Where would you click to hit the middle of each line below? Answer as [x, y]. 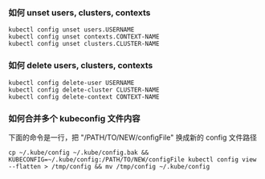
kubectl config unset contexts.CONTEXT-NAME [84, 37]
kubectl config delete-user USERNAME [71, 83]
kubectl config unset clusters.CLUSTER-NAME [84, 44]
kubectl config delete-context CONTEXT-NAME [84, 97]
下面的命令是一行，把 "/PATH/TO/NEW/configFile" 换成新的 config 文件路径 [132, 137]
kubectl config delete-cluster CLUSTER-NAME [84, 90]
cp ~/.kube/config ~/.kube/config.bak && [79, 153]
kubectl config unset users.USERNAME [71, 30]
